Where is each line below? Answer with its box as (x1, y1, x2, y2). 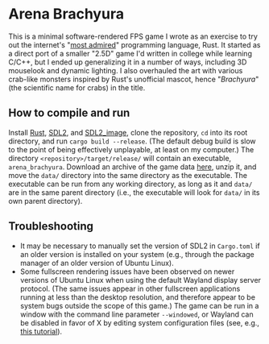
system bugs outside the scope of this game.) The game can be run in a (19, 300, 259, 310)
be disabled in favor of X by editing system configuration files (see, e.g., (19, 317, 260, 327)
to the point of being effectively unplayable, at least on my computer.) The (8, 144, 255, 154)
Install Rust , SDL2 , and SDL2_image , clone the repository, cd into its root (8, 127, 248, 137)
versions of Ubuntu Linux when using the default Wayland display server (19, 275, 262, 284)
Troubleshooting (8, 219, 94, 234)
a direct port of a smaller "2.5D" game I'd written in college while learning (8, 48, 252, 58)
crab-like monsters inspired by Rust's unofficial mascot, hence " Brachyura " (8, 74, 259, 84)
